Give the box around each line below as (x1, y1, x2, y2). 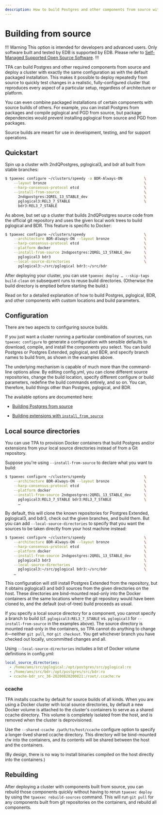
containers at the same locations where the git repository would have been (5, 596, 155, 602)
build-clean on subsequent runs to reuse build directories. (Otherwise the (5, 278, 153, 283)
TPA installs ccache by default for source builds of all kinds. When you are (5, 696, 154, 702)
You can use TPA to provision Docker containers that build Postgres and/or (5, 440, 155, 446)
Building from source (5, 28, 91, 39)
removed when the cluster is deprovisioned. (5, 717, 93, 723)
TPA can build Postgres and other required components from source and (5, 64, 150, 70)
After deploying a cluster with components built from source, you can (5, 783, 144, 789)
